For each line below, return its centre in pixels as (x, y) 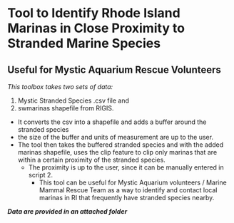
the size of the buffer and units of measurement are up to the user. (116, 137)
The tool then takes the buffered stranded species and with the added (121, 145)
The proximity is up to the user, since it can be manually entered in (126, 167)
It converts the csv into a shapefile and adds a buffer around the (112, 122)
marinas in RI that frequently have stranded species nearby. (127, 198)
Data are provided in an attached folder (67, 211)
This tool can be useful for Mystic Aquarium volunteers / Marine (133, 182)
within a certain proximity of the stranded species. (91, 160)
